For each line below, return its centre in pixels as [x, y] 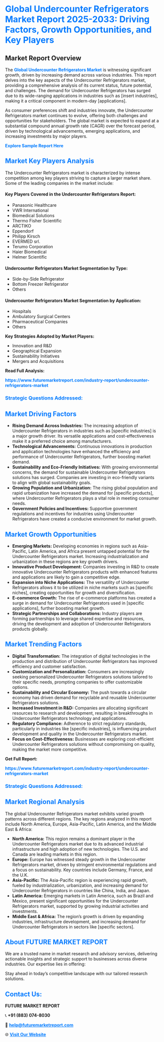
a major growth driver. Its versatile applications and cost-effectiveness [83, 436]
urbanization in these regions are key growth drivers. [65, 561]
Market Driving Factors [41, 414]
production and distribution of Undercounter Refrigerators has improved [85, 661]
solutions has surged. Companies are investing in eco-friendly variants [83, 478]
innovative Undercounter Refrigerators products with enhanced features [85, 572]
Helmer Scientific [30, 257]
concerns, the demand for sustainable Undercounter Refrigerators [79, 472]
